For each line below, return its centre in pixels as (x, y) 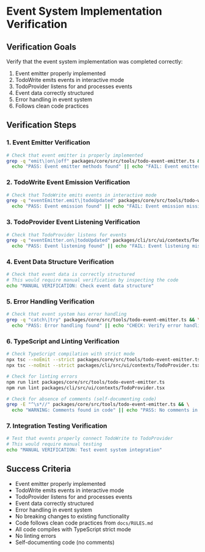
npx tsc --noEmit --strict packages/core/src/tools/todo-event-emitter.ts (103, 360)
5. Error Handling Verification (50, 301)
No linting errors (36, 535)
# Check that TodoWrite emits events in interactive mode (81, 195)
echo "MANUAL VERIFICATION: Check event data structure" (80, 286)
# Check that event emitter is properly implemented (75, 155)
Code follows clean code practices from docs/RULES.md (84, 523)
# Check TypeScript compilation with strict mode (71, 354)
